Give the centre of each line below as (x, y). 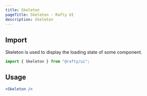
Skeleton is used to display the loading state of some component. (74, 52)
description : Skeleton (29, 19)
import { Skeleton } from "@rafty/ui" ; (48, 61)
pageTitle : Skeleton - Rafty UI (39, 15)
